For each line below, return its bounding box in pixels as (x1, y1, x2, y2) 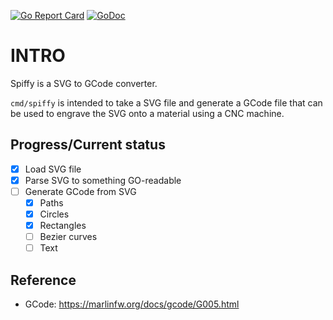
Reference (10, 271, 77, 289)
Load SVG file (24, 163, 82, 175)
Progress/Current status (10, 136, 166, 154)
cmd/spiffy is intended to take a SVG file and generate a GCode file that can (10, 96, 323, 109)
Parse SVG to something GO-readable (24, 174, 182, 186)
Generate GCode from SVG (24, 185, 137, 197)
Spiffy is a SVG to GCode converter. (10, 77, 158, 89)
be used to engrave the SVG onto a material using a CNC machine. (10, 107, 285, 119)
